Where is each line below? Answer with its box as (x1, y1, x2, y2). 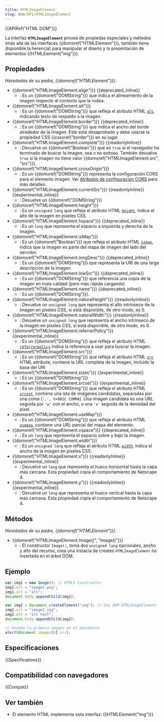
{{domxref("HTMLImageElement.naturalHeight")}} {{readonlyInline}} (12, 296, 150, 303)
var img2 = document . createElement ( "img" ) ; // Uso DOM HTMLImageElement (5, 603, 157, 608)
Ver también (5, 698, 44, 707)
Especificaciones (5, 644, 59, 652)
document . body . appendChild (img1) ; (5, 594, 76, 599)
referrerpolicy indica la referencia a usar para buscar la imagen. (19, 344, 151, 349)
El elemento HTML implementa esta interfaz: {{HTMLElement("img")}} (12, 712, 154, 718)
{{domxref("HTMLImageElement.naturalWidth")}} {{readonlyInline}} (12, 312, 149, 318)
